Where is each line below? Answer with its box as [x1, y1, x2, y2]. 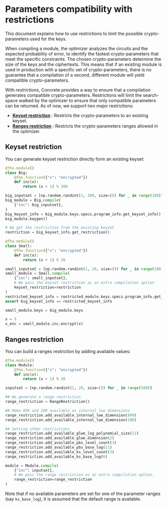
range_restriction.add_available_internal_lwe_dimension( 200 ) [5, 417, 137, 422]
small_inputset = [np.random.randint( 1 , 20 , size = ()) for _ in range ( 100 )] [5, 266, 166, 271]
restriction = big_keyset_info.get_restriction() [5, 230, 110, 235]
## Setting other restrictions [5, 426, 70, 431]
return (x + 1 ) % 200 [23, 184, 68, 189]
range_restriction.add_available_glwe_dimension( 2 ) [5, 436, 114, 441]
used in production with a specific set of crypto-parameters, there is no [5, 66, 152, 73]
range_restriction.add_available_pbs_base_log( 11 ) [5, 445, 112, 450]
